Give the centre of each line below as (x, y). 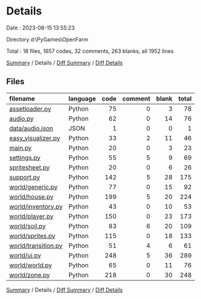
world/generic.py (33, 186)
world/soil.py (28, 226)
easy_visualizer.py (35, 138)
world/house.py (32, 197)
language (82, 99)
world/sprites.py (32, 236)
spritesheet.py (29, 167)
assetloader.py (30, 108)
